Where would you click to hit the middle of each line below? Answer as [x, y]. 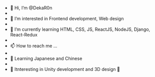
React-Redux [24, 35]
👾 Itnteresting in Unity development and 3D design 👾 [65, 69]
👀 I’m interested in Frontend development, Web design [67, 18]
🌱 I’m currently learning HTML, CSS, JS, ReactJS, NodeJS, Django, [80, 29]
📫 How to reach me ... [34, 46]
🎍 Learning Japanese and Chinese [46, 59]
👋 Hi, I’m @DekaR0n [31, 8]
